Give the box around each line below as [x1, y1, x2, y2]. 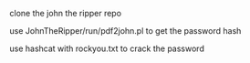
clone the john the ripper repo [9, 8, 121, 18]
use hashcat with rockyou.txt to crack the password [9, 43, 205, 54]
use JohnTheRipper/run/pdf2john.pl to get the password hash [9, 26, 242, 36]
